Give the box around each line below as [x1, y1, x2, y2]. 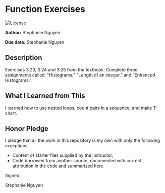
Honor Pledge [5, 124, 49, 132]
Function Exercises [5, 3, 86, 15]
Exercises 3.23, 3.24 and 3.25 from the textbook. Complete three [5, 66, 138, 72]
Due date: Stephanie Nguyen [5, 39, 64, 45]
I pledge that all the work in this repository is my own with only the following [5, 137, 160, 143]
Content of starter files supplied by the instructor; [12, 152, 114, 158]
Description [5, 54, 42, 62]
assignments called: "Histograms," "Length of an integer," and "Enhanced [5, 72, 155, 78]
